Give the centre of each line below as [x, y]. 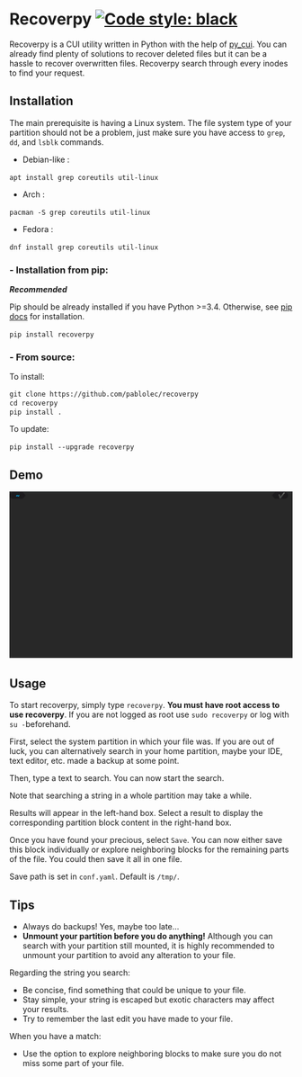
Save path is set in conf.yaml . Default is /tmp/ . [94, 876]
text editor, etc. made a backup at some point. [94, 761]
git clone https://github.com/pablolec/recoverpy [104, 395]
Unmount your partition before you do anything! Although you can [147, 937]
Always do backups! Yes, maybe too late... [101, 927]
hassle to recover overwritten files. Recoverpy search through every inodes [149, 63]
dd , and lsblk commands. [57, 142]
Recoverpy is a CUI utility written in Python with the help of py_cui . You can [148, 44]
